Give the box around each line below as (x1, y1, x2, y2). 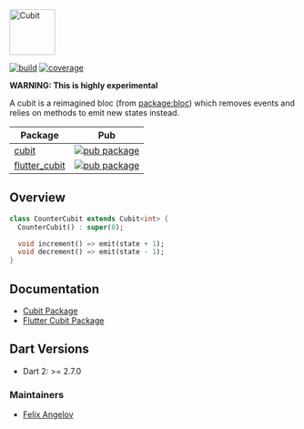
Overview (9, 190, 66, 206)
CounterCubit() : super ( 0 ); (17, 222, 125, 231)
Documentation (9, 281, 100, 297)
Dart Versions (9, 342, 89, 357)
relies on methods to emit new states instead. (9, 107, 180, 117)
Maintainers (9, 388, 65, 401)
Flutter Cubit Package (22, 315, 105, 326)
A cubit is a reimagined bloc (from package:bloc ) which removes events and (9, 97, 296, 108)
